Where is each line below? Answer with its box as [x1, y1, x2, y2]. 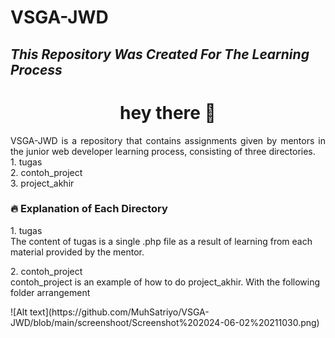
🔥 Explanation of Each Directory [10, 202, 168, 216]
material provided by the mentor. [10, 246, 145, 258]
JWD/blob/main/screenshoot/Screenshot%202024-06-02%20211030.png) [10, 316, 320, 328]
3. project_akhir [10, 177, 75, 189]
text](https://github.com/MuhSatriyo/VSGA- [29, 306, 210, 318]
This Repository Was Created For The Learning [10, 46, 310, 63]
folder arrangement [10, 286, 91, 298]
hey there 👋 [119, 101, 217, 124]
